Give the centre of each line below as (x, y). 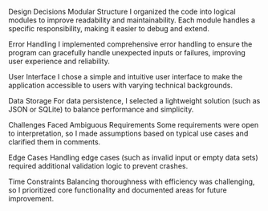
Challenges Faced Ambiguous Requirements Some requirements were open (134, 125)
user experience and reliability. (59, 61)
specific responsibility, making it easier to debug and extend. (109, 28)
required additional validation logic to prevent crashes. (98, 166)
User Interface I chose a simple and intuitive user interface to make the (126, 77)
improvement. (31, 199)
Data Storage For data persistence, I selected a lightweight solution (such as (134, 101)
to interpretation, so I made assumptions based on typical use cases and (128, 133)
